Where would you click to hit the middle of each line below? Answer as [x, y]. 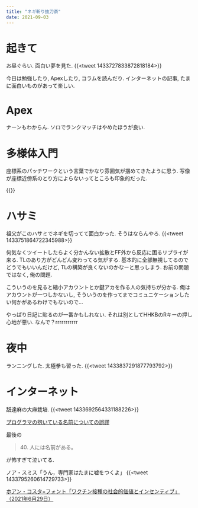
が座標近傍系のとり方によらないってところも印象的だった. [77, 178]
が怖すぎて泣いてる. [30, 460]
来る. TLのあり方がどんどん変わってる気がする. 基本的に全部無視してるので [98, 260]
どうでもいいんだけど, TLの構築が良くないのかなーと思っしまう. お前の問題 [98, 267]
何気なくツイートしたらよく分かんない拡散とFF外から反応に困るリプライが [97, 253]
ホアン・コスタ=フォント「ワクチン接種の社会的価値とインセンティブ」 [93, 491]
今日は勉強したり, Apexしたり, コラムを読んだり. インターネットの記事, [92, 78]
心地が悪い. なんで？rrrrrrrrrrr [42, 322]
